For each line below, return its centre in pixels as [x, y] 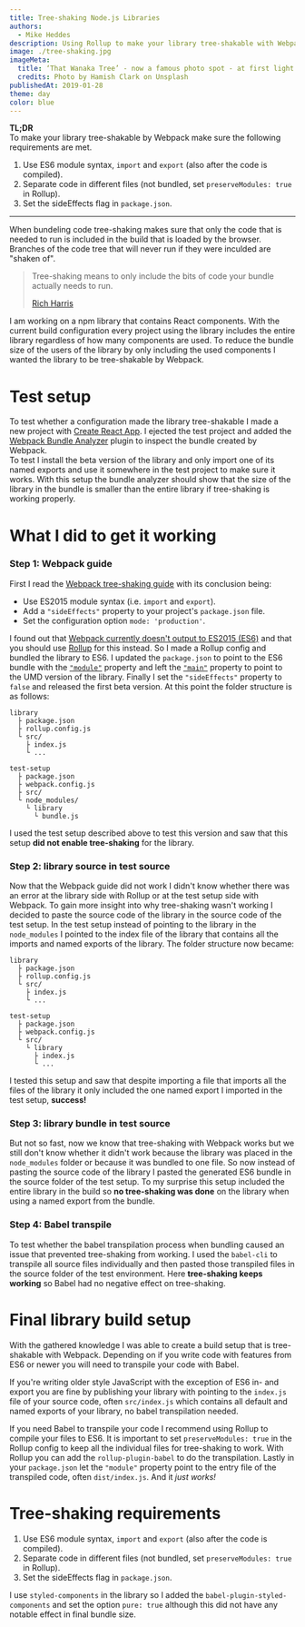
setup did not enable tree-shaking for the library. [102, 842]
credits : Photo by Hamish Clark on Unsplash [103, 77]
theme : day [30, 94]
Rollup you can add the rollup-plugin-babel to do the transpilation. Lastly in [152, 1457]
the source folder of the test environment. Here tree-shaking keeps [136, 1274]
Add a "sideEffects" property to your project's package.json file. [144, 610]
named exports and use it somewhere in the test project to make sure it [143, 470]
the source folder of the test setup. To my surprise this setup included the [147, 1182]
